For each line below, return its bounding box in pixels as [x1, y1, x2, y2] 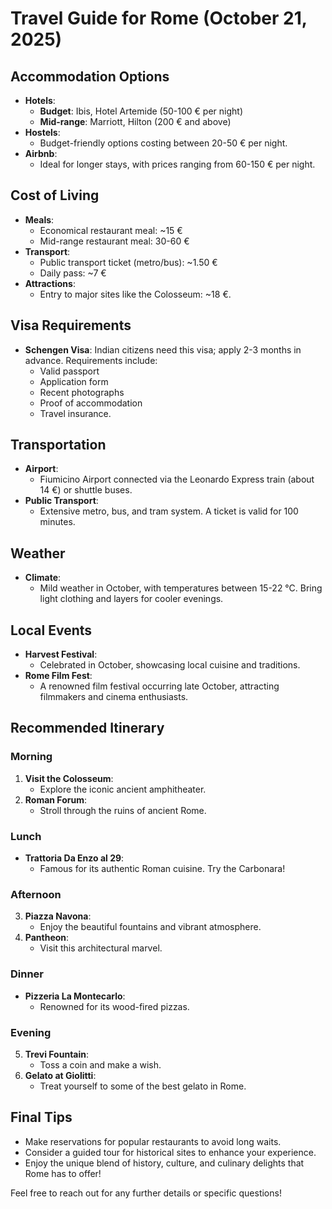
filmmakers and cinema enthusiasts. [39, 691, 189, 703]
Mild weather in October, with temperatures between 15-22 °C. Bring [39, 582, 323, 594]
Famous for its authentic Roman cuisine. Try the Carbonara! [39, 863, 286, 875]
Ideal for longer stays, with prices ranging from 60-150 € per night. [39, 158, 316, 170]
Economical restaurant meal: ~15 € [39, 224, 183, 236]
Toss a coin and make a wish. [39, 1058, 162, 1071]
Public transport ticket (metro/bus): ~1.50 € [39, 256, 218, 268]
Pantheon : [24, 932, 70, 944]
